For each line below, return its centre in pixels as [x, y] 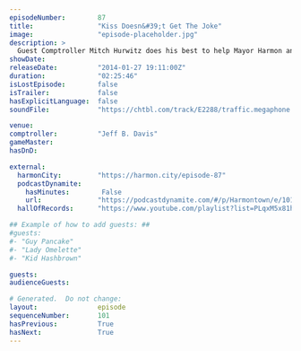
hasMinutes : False [74, 192]
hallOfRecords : [46, 209]
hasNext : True [62, 332]
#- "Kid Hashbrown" [46, 258]
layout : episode [68, 307]
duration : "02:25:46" [74, 76]
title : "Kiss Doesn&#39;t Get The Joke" [116, 26]
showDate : [28, 59]
